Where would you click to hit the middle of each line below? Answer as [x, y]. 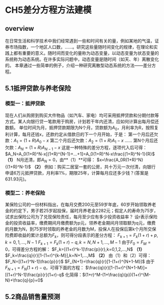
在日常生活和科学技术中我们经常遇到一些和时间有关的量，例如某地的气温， [80, 41]
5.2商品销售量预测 [32, 296]
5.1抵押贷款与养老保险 [38, 89]
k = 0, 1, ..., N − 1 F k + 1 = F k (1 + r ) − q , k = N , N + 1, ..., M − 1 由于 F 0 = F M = [78, 242]
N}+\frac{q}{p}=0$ [24, 280]
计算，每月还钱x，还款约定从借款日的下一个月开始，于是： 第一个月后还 [82, 134]
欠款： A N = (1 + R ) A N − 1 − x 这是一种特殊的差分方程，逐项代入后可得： [76, 148]
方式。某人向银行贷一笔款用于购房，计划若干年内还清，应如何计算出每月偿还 [82, 121]
